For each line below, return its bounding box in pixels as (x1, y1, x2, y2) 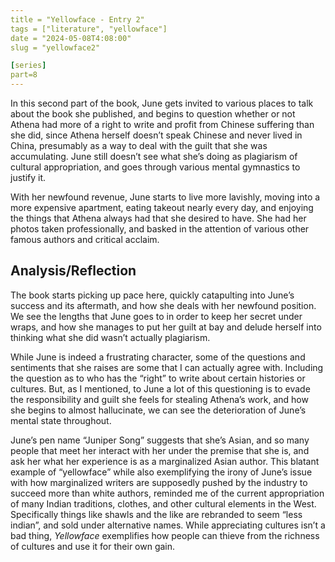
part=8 (10, 70, 38, 80)
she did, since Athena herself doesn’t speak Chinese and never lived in (10, 129, 303, 141)
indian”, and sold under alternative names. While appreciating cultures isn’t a (10, 519, 326, 531)
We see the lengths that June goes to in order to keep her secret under (10, 310, 303, 322)
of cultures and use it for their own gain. (10, 540, 176, 552)
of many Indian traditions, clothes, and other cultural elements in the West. (10, 497, 317, 510)
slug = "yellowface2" (10, 42, 101, 53)
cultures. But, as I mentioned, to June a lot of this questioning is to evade (10, 382, 311, 395)
